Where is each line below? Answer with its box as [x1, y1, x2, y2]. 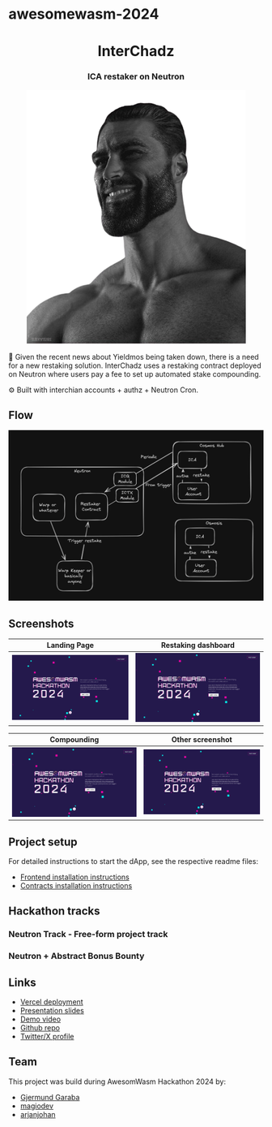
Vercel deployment [19, 997, 83, 1007]
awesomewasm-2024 [8, 5, 159, 24]
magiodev [19, 1101, 54, 1111]
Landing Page [46, 641, 95, 650]
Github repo [19, 1023, 61, 1033]
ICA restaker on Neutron [87, 71, 185, 82]
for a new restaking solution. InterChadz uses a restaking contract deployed [8, 361, 261, 370]
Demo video [19, 1014, 62, 1024]
